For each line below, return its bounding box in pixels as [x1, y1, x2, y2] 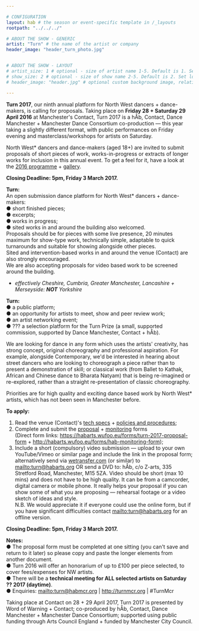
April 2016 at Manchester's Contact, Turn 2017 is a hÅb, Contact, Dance [6, 113, 182, 121]
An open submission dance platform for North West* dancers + [6, 192, 161, 199]
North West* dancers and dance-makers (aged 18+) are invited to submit [6, 144, 185, 151]
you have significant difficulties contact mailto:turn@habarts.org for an [14, 507, 188, 515]
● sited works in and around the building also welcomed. [6, 223, 146, 231]
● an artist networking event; [6, 316, 78, 323]
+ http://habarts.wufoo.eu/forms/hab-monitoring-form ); [27, 438, 164, 445]
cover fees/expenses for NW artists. [6, 568, 95, 575]
